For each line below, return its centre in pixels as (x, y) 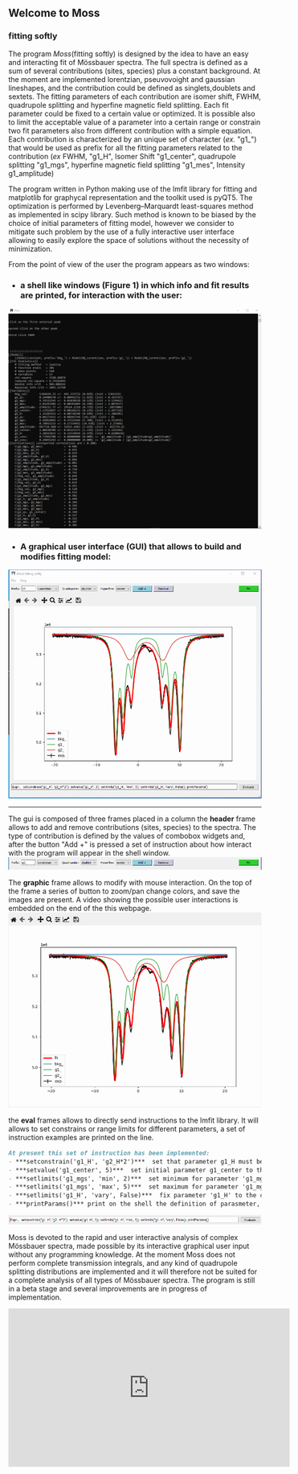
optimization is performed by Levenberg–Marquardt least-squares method (131, 206)
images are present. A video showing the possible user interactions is (123, 900)
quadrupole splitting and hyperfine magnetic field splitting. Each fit (118, 105)
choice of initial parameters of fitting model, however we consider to (121, 223)
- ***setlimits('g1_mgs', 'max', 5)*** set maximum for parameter (124, 1187)
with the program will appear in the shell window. (89, 853)
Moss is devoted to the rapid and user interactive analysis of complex (123, 1238)
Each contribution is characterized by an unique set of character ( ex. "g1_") (133, 139)
